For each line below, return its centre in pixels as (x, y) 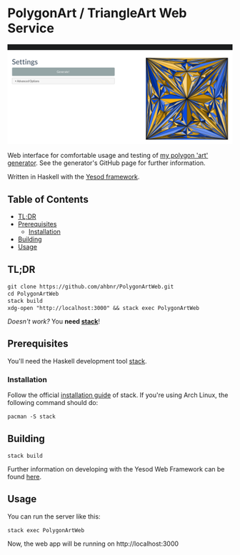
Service (31, 28)
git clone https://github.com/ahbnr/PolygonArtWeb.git (91, 287)
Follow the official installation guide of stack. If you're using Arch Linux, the (118, 395)
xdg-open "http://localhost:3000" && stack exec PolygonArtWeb (104, 309)
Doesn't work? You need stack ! (54, 321)
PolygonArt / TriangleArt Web (97, 13)
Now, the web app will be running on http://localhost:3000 (93, 544)
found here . (24, 476)
